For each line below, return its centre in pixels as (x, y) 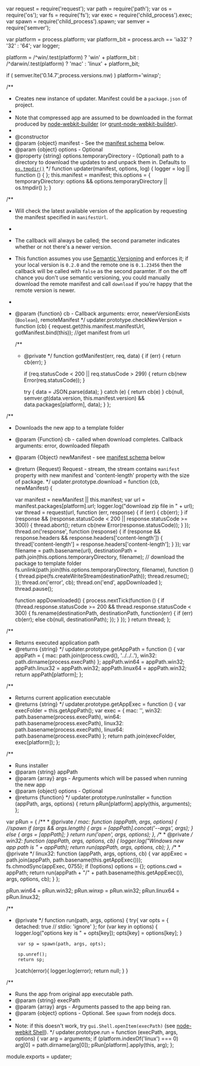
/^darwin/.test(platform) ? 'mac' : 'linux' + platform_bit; (73, 64)
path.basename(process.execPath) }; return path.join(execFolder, (95, 736)
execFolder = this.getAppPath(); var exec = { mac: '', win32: (88, 710)
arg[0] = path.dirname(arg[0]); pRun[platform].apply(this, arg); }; (94, 1045)
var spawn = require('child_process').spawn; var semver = (78, 21)
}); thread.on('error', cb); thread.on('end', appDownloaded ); (89, 582)
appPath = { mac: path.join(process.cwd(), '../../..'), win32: (86, 655)
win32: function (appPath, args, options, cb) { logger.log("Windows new (95, 841)
